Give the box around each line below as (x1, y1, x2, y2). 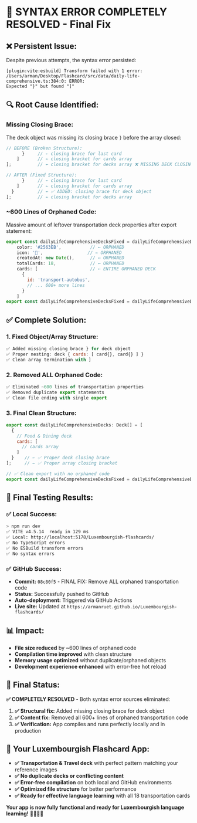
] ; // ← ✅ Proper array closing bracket (6, 460, 118, 466)
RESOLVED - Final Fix (6, 18, 111, 31)
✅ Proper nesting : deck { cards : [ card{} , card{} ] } (6, 351, 144, 357)
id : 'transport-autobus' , (27, 277, 91, 283)
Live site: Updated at (14, 602, 66, 609)
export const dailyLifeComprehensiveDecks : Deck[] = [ (6, 422, 143, 428)
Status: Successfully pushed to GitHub (14, 590, 110, 597)
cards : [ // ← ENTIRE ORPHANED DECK (16, 266, 157, 272)
